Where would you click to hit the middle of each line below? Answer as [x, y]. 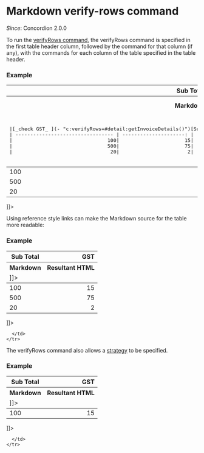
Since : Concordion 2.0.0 [36, 28]
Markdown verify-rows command [93, 11]
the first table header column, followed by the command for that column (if [100, 46]
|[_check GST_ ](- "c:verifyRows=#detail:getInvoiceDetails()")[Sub [106, 129]
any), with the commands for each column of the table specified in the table [101, 52]
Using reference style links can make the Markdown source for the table [97, 219]
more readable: [25, 225]
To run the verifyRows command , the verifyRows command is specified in [99, 40]
